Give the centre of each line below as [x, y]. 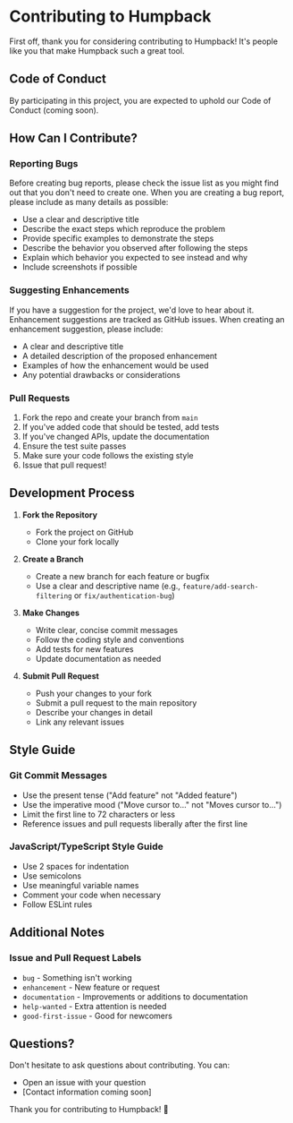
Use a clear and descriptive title [81, 219]
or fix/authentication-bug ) [125, 595]
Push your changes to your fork [93, 693]
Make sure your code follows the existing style [108, 456]
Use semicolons [52, 876]
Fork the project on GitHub [84, 532]
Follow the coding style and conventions [110, 639]
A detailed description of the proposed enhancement [119, 356]
